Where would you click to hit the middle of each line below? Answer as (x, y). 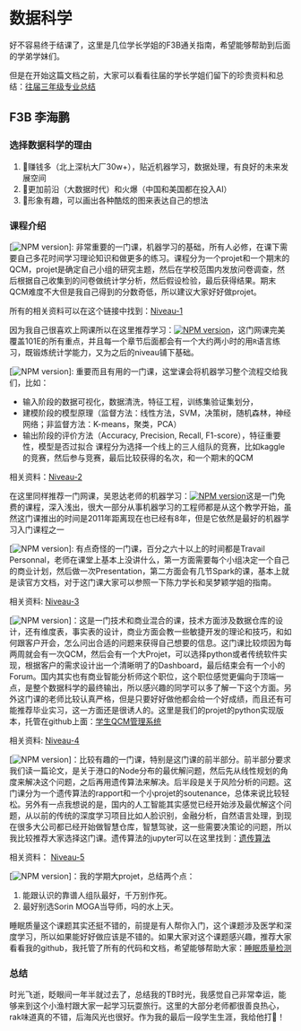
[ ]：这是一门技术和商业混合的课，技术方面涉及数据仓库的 (142, 620)
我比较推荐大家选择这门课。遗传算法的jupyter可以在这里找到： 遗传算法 (140, 838)
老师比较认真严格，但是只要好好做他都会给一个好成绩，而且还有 (166, 699)
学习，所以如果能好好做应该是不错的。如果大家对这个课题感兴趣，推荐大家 (154, 936)
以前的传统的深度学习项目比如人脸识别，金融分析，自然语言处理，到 (158, 815)
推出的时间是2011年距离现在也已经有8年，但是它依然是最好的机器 (161, 518)
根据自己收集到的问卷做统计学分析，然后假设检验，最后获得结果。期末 (146, 280)
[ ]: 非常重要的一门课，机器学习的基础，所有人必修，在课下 (145, 247)
